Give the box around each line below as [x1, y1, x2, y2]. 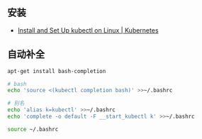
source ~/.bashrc [7, 126, 59, 133]
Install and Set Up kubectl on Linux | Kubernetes [17, 26, 159, 34]
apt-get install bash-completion [7, 67, 106, 74]
